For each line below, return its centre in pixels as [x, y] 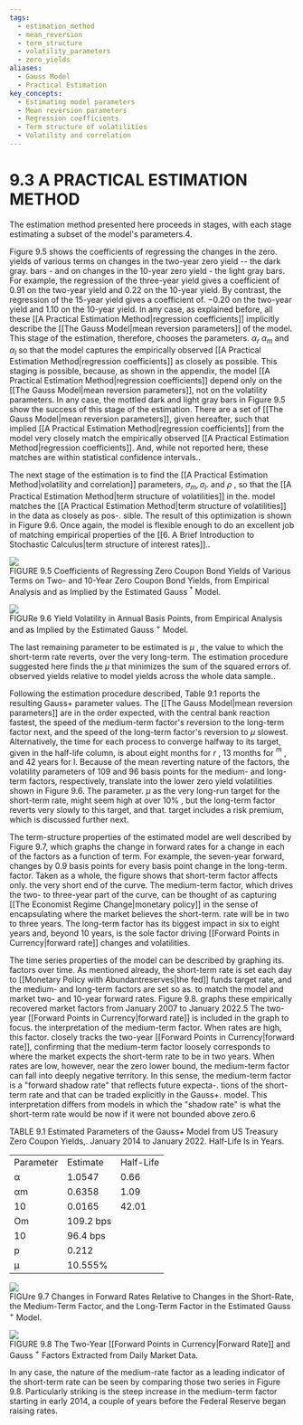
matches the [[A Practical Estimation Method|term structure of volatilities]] [148, 506]
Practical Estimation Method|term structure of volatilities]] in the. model [142, 496]
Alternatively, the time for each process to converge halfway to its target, [146, 741]
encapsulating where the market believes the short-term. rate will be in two [149, 914]
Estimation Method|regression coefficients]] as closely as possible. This [143, 362]
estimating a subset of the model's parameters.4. [101, 234]
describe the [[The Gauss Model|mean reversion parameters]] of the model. [151, 328]
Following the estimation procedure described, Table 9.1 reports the [135, 694]
